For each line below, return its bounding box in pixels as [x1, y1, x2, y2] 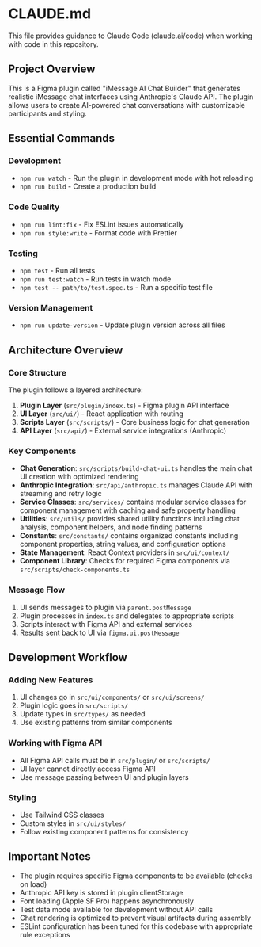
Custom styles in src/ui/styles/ [19, 818, 127, 828]
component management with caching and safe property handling [19, 506, 236, 515]
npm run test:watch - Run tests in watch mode [19, 274, 172, 284]
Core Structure [8, 367, 67, 378]
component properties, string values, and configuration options [19, 540, 227, 549]
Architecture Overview [8, 343, 123, 357]
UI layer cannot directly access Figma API [19, 764, 156, 773]
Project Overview [8, 63, 96, 76]
